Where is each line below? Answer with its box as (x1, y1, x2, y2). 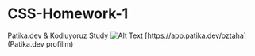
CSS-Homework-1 (7, 5, 129, 23)
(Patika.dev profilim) (7, 39, 74, 48)
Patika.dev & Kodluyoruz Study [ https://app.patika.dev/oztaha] (7, 31, 247, 40)
